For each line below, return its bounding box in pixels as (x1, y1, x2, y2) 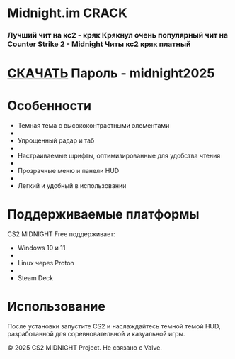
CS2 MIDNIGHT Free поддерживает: (7, 230, 115, 238)
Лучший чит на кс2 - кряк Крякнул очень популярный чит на (7, 31, 229, 40)
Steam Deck (17, 274, 54, 282)
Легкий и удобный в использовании (17, 182, 127, 190)
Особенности (7, 98, 92, 114)
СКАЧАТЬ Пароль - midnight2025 (7, 65, 215, 82)
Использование (7, 299, 106, 315)
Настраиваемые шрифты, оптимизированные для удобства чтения (17, 151, 221, 160)
